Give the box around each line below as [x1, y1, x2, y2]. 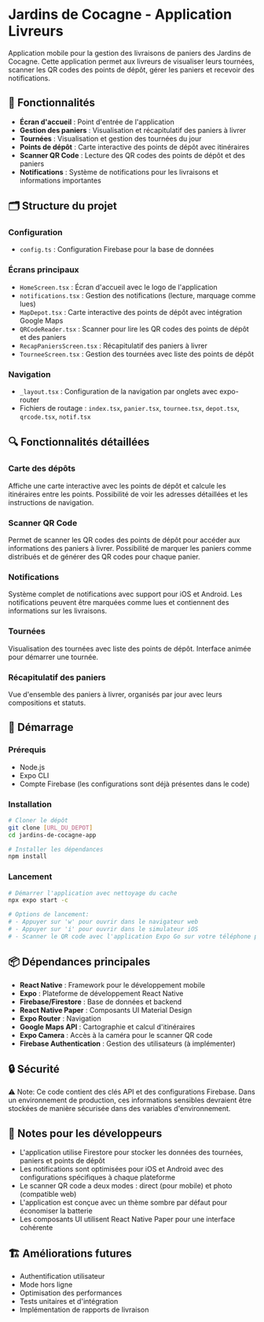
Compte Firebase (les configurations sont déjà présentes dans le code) [19, 779, 250, 788]
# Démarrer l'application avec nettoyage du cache [8, 889, 178, 897]
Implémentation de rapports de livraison [19, 1305, 149, 1315]
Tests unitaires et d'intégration [19, 1297, 119, 1306]
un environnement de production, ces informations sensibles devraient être [8, 1095, 252, 1105]
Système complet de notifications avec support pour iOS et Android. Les [8, 589, 243, 599]
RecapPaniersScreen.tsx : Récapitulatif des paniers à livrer [19, 341, 208, 350]
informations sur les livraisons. [8, 606, 108, 615]
